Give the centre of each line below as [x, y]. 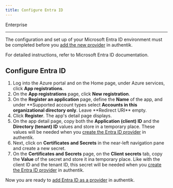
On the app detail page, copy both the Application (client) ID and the [86, 121]
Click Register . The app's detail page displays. [62, 116]
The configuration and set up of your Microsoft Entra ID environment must [84, 39]
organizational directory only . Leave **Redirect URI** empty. [80, 110]
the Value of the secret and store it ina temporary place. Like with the [86, 159]
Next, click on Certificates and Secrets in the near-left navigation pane [89, 143]
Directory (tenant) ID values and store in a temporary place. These [84, 127]
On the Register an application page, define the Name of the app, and [88, 99]
